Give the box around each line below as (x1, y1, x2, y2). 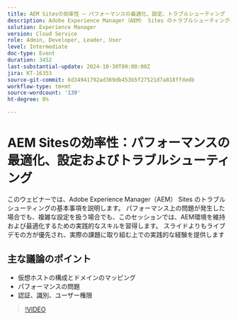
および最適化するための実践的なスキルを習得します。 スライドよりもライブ (7, 221, 226, 230)
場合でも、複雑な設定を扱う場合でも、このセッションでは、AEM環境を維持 (7, 212, 225, 221)
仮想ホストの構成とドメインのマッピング (17, 273, 136, 282)
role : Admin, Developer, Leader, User (7, 37, 122, 44)
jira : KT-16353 (7, 69, 52, 76)
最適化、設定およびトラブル (7, 153, 169, 168)
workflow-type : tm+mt (7, 83, 72, 90)
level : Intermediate (7, 43, 69, 50)
